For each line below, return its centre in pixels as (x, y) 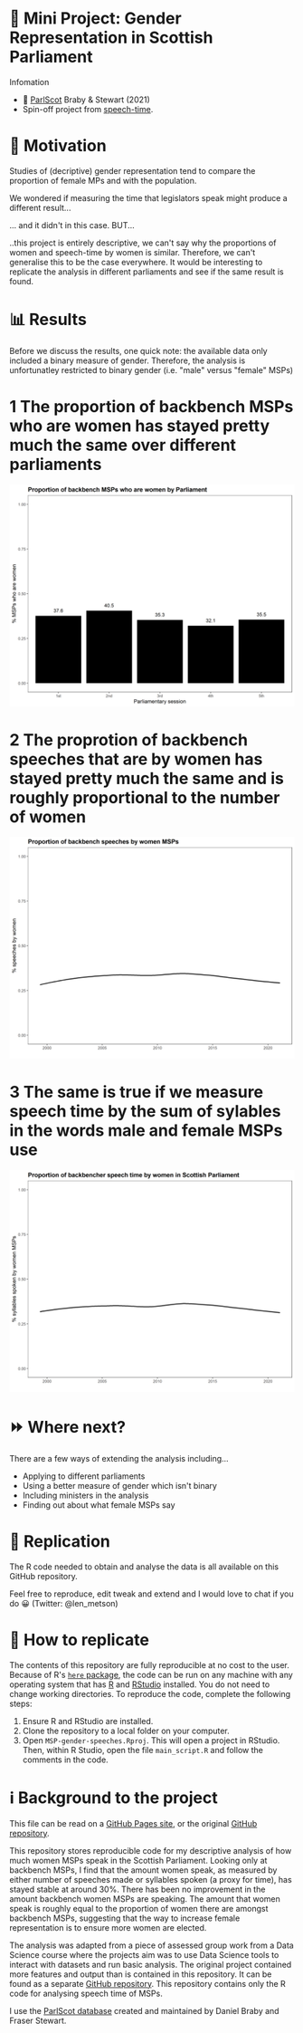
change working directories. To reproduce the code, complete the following (150, 1693)
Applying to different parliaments (84, 1476)
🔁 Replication (60, 1542)
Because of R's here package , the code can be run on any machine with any (151, 1674)
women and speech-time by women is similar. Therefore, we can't (133, 252)
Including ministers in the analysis (85, 1495)
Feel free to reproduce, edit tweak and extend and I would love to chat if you (151, 1594)
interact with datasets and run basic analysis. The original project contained (151, 1964)
